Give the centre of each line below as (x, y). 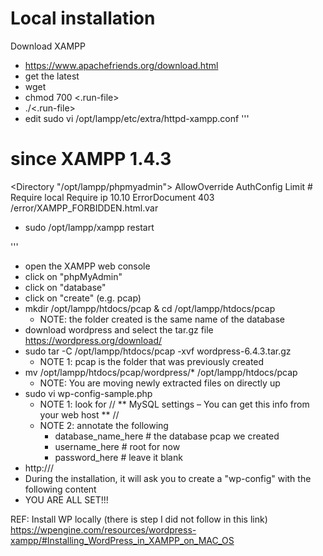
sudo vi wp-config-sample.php (88, 393)
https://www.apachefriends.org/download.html (121, 65)
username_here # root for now (117, 446)
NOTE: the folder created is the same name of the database (162, 319)
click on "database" (65, 287)
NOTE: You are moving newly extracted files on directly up (160, 383)
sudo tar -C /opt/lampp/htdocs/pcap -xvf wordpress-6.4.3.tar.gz (158, 351)
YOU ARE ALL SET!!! (66, 499)
